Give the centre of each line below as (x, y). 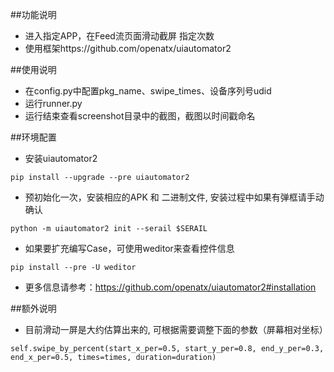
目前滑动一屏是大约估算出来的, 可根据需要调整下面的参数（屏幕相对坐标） (176, 329)
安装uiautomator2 (61, 158)
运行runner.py (53, 103)
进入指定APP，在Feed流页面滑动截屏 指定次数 (119, 36)
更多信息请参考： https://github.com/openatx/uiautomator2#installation (170, 287)
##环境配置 (33, 137)
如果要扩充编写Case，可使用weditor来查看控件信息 (129, 248)
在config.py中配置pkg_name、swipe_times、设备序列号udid (148, 91)
